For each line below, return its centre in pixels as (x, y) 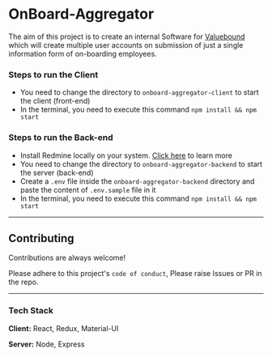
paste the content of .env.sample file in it (88, 189)
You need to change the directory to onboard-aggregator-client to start (139, 92)
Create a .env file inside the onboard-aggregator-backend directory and (137, 181)
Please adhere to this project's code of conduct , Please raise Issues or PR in (135, 274)
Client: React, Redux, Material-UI (64, 328)
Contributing (41, 238)
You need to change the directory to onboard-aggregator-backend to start (141, 164)
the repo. (23, 282)
